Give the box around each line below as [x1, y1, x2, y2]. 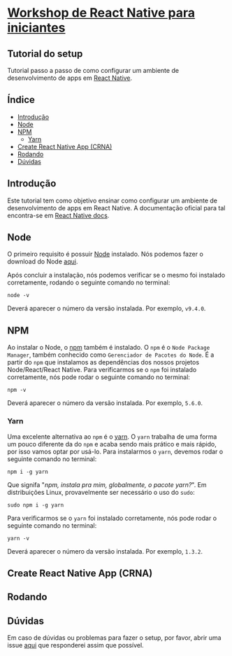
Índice [7, 94, 35, 106]
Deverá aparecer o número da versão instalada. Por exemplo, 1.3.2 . [7, 547, 203, 555]
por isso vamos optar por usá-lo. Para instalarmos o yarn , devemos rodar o [7, 447, 224, 456]
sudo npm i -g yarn [7, 501, 64, 509]
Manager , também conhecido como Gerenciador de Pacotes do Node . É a [7, 350, 215, 359]
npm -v [7, 387, 27, 394]
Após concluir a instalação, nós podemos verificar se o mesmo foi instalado [7, 271, 226, 280]
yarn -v [7, 535, 30, 542]
